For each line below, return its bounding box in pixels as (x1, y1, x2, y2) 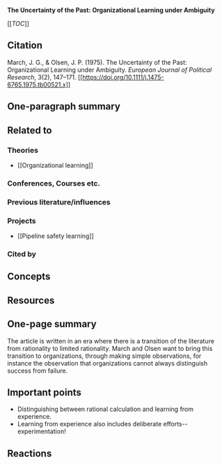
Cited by (7, 249, 37, 259)
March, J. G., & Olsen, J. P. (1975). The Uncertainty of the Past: (7, 58, 187, 66)
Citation (7, 40, 43, 52)
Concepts (7, 271, 51, 283)
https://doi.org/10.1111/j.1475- (82, 73, 165, 81)
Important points (7, 387, 82, 398)
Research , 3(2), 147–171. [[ (7, 73, 83, 81)
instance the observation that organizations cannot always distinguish (7, 359, 207, 367)
